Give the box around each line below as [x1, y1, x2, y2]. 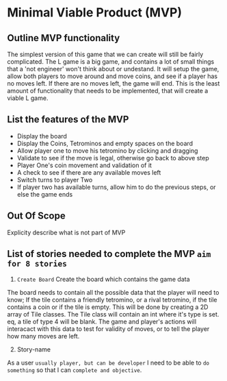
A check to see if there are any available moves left [16, 168, 161, 176]
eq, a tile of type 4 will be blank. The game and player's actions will [7, 317, 197, 326]
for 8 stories [7, 259, 67, 269]
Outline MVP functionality [7, 32, 120, 44]
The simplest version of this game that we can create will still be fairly [7, 50, 204, 58]
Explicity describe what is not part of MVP [7, 228, 126, 236]
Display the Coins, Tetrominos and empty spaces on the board [16, 139, 193, 147]
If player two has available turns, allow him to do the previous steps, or [16, 183, 217, 191]
